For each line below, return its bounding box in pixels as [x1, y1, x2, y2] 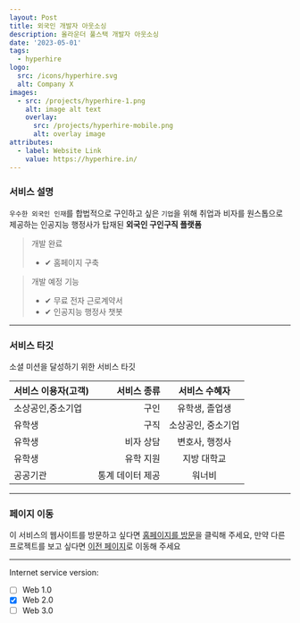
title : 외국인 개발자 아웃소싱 [9, 21, 107, 30]
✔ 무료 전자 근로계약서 [44, 294, 123, 305]
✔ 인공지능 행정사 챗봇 [44, 306, 123, 317]
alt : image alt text [25, 105, 102, 114]
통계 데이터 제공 [97, 469, 161, 482]
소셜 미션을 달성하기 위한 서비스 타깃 [9, 362, 136, 372]
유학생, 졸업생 [177, 402, 232, 414]
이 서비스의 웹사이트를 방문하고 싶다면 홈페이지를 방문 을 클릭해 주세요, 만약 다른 [9, 530, 286, 541]
